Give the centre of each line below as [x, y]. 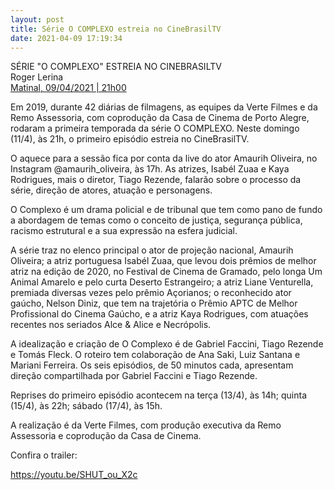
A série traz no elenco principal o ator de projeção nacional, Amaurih [152, 250]
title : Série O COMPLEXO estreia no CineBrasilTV [116, 29]
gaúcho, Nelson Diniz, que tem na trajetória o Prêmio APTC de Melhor [154, 303]
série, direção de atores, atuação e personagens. [111, 190]
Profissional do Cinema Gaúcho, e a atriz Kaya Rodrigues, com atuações [159, 314]
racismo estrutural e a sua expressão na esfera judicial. [124, 231]
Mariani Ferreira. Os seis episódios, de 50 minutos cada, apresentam [152, 365]
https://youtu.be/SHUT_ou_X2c [74, 475]
